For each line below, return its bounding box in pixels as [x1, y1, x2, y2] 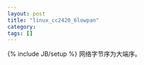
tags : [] [7, 29, 33, 37]
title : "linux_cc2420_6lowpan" [7, 17, 100, 24]
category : [7, 23, 37, 30]
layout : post [7, 10, 46, 17]
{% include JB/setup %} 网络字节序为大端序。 [7, 50, 141, 58]
